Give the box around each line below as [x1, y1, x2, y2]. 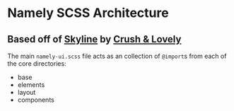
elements [17, 81, 45, 89]
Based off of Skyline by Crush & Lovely [7, 33, 182, 45]
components [17, 95, 54, 104]
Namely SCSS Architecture [7, 5, 169, 21]
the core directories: [7, 59, 66, 68]
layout [17, 88, 36, 96]
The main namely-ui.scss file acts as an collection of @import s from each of [7, 52, 227, 60]
